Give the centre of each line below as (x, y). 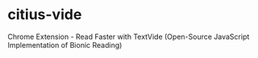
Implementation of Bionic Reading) (65, 44)
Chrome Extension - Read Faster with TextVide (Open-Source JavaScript (129, 37)
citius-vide (45, 15)
